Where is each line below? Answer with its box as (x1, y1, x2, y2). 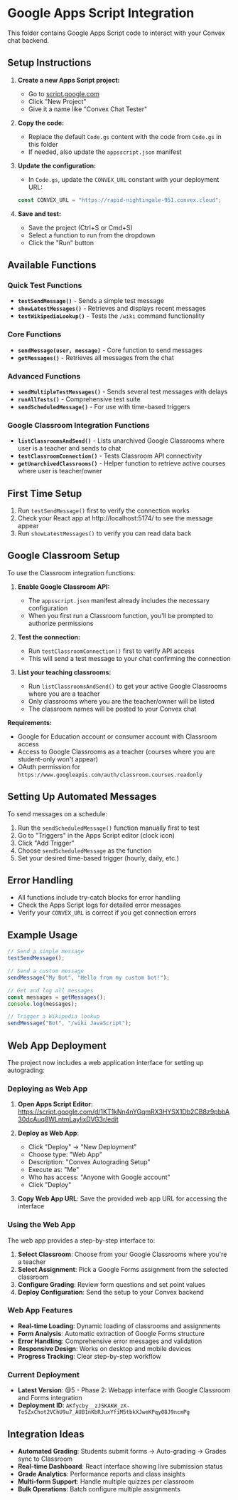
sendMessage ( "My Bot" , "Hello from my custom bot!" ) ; (7, 974, 171, 981)
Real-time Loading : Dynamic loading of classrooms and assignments (17, 1321, 221, 1330)
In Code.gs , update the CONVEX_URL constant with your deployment (28, 175, 220, 183)
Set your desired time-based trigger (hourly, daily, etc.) (17, 853, 180, 862)
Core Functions (7, 329, 62, 339)
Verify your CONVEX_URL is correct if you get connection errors (17, 908, 197, 917)
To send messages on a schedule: (7, 809, 108, 818)
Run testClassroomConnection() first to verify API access (28, 647, 195, 655)
